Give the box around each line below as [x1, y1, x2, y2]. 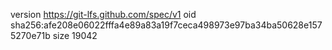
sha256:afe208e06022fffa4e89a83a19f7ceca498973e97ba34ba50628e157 [10, 19, 323, 31]
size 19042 [52, 30, 98, 41]
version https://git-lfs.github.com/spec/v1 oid [10, 9, 197, 20]
